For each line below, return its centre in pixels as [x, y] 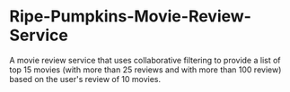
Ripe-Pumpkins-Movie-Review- [130, 17]
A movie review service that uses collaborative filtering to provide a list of [145, 60]
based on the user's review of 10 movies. [85, 79]
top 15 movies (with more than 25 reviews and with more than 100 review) [145, 70]
